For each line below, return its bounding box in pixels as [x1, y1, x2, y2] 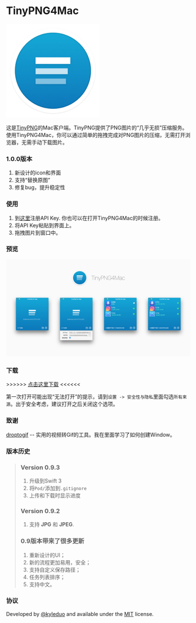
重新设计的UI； [29, 552, 66, 559]
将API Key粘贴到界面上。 [14, 221, 75, 229]
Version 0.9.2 [20, 506, 60, 515]
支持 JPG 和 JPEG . [29, 521, 74, 528]
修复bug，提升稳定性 [14, 184, 66, 191]
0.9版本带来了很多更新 [20, 537, 85, 545]
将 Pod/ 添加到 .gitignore [29, 484, 87, 491]
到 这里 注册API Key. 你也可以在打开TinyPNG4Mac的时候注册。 [14, 214, 164, 221]
